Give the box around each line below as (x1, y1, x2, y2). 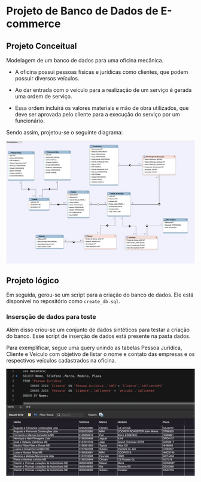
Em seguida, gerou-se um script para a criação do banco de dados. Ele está (6, 291, 194, 298)
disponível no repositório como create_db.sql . (6, 298, 121, 305)
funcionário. (14, 117, 45, 124)
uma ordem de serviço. (14, 93, 72, 100)
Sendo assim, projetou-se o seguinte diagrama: (6, 129, 123, 136)
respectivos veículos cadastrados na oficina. (6, 357, 117, 364)
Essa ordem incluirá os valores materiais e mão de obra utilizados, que (14, 104, 189, 112)
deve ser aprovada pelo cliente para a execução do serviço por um (14, 111, 181, 118)
